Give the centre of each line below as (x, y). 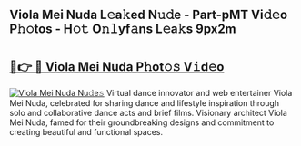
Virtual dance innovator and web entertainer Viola (199, 93)
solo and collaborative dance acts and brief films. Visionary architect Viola (149, 113)
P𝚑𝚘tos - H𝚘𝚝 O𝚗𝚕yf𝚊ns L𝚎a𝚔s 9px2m (123, 29)
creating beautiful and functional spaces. (86, 132)
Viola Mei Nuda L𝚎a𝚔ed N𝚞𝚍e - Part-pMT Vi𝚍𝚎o (149, 15)
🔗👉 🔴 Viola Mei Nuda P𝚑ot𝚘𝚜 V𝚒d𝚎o (117, 67)
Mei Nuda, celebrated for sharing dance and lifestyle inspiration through (145, 103)
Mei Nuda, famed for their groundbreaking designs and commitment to (142, 122)
